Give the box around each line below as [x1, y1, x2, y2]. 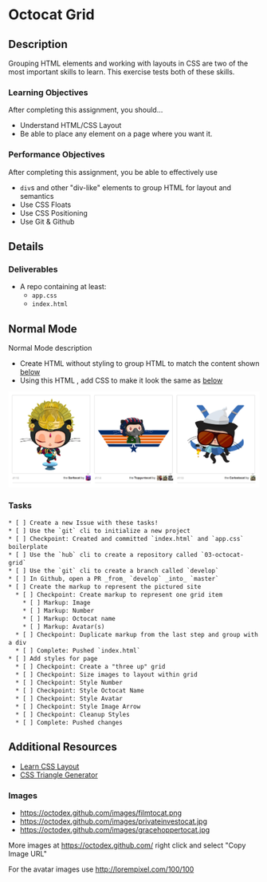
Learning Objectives [8, 86, 89, 97]
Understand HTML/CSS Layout [19, 121, 122, 130]
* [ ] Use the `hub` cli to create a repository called [8, 551, 198, 559]
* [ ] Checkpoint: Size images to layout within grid [15, 671, 198, 679]
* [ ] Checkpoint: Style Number [15, 679, 124, 687]
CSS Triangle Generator [19, 769, 98, 780]
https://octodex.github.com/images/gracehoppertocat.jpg [19, 825, 210, 835]
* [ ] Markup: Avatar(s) [22, 623, 105, 631]
